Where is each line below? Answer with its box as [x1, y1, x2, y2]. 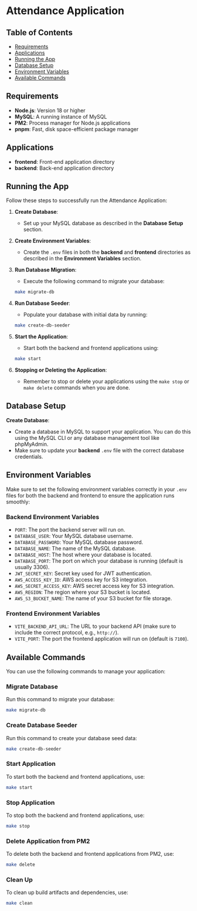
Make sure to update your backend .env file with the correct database [14, 446, 185, 453]
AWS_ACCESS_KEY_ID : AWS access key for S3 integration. [14, 576, 148, 583]
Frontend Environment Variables [6, 609, 101, 617]
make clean [6, 900, 33, 906]
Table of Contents [6, 28, 73, 38]
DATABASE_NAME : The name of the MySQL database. [14, 544, 137, 552]
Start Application [6, 759, 56, 768]
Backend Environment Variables [6, 513, 100, 521]
